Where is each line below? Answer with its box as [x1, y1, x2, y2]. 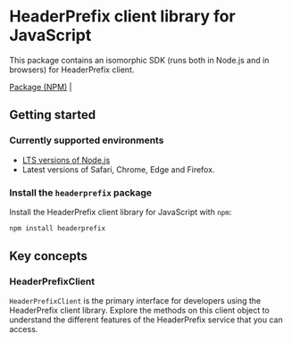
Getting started [9, 107, 96, 122]
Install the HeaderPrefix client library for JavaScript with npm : [9, 206, 232, 217]
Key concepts [9, 248, 88, 264]
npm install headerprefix [9, 223, 105, 233]
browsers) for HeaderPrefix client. [9, 64, 135, 75]
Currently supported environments [9, 134, 164, 146]
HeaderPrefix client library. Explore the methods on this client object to [9, 305, 270, 316]
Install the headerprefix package [9, 186, 153, 198]
